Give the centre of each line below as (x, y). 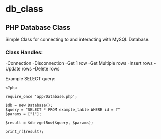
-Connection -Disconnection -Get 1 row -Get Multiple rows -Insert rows (79, 63)
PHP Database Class (38, 27)
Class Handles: (24, 52)
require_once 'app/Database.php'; (42, 97)
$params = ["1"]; (23, 114)
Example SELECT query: (30, 79)
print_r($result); (24, 132)
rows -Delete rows (41, 69)
